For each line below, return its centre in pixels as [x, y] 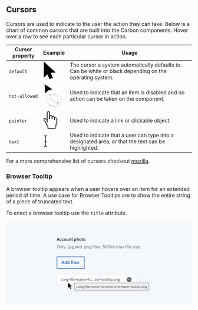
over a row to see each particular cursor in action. [67, 36]
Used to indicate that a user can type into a [122, 136]
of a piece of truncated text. [40, 202]
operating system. [92, 77]
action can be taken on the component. [117, 99]
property [23, 56]
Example [54, 52]
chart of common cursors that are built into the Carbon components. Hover [97, 30]
